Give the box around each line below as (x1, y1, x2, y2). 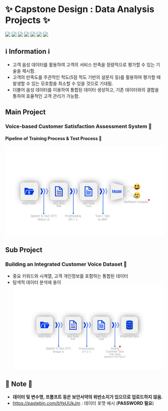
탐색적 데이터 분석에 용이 (12, 279, 61, 285)
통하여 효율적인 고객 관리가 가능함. (12, 93, 80, 99)
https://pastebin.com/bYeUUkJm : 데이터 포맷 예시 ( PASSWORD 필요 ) (12, 400, 154, 406)
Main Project (5, 108, 46, 117)
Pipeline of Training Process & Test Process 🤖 (5, 135, 102, 141)
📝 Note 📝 (5, 380, 33, 388)
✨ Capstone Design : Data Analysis (5, 4, 154, 15)
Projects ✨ (5, 15, 50, 26)
